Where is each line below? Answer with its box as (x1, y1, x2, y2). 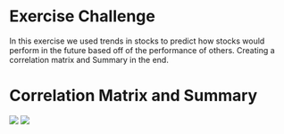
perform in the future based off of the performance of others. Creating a (9, 44, 275, 55)
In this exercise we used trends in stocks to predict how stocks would (9, 35, 265, 46)
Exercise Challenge (9, 6, 156, 27)
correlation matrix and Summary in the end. (9, 54, 170, 65)
